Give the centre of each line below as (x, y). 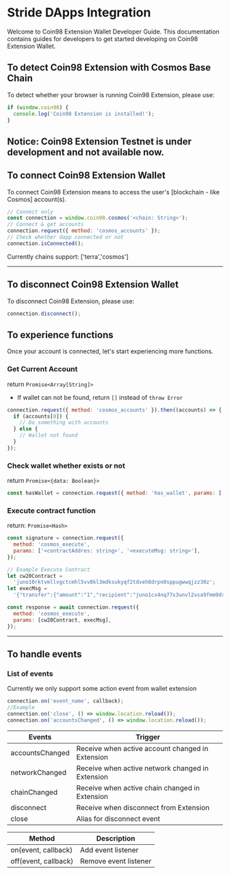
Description (116, 838)
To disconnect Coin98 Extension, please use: (71, 301)
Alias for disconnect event (118, 818)
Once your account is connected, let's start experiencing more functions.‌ (110, 351)
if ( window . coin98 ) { (38, 107)
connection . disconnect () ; (44, 314)
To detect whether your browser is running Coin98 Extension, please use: (111, 94)
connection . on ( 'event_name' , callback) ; (66, 701)
